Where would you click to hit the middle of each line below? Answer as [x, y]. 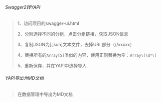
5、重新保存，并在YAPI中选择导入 [52, 66]
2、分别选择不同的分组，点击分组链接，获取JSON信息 [73, 34]
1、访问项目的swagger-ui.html [48, 23]
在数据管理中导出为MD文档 [45, 95]
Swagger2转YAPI [23, 7]
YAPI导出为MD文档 [24, 78]
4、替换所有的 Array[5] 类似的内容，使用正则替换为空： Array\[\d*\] [87, 55]
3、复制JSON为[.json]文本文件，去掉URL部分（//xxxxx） [76, 45]
